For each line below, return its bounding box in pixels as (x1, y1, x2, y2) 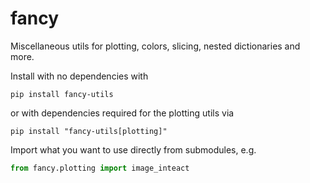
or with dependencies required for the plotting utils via (10, 107, 235, 119)
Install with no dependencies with (10, 70, 149, 82)
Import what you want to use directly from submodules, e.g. (10, 143, 257, 156)
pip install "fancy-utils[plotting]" (10, 126, 168, 136)
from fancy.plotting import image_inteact (10, 163, 190, 173)
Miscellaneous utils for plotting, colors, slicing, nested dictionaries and (10, 40, 301, 52)
